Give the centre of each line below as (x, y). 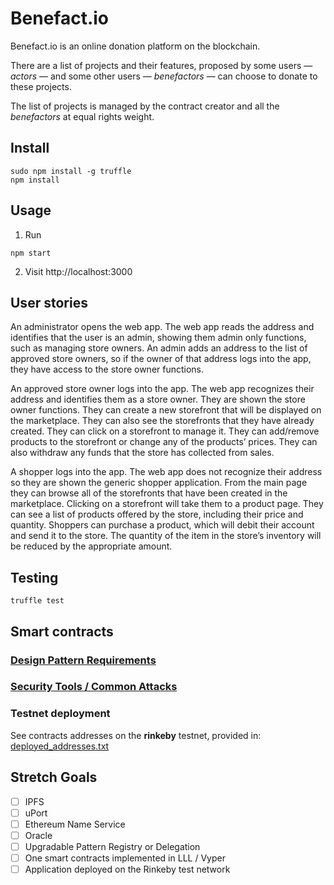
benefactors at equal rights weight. (82, 116)
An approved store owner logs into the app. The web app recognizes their (162, 389)
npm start (31, 253)
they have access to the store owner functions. (107, 369)
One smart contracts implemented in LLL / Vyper (125, 858)
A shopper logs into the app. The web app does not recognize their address (166, 472)
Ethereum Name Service (75, 824)
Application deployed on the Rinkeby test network (127, 869)
